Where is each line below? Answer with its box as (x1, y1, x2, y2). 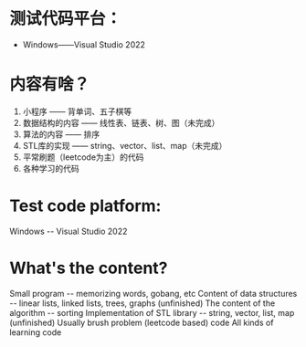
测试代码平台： (9, 8, 122, 29)
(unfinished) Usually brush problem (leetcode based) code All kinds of (9, 317, 274, 328)
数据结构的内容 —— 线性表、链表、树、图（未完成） (22, 117, 220, 128)
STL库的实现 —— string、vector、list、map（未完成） (22, 140, 227, 151)
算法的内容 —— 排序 (22, 129, 100, 140)
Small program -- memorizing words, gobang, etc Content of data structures (9, 288, 298, 299)
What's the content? (9, 258, 168, 279)
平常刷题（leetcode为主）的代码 (22, 152, 144, 163)
